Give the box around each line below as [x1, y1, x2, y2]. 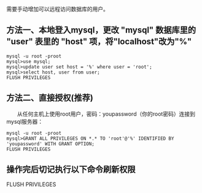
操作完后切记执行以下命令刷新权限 [6, 164, 136, 175]
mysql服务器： [6, 118, 44, 125]
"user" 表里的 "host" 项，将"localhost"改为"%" [6, 36, 192, 47]
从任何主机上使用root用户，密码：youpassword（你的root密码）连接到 [17, 110, 195, 118]
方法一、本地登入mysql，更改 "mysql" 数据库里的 [6, 25, 196, 36]
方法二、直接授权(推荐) [6, 93, 93, 103]
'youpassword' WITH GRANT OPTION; [6, 140, 95, 147]
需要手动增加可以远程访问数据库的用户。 [6, 6, 109, 12]
